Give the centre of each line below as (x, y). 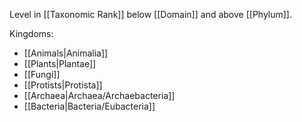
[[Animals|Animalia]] (66, 53)
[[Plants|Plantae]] (60, 63)
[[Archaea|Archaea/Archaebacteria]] (99, 95)
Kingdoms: (31, 33)
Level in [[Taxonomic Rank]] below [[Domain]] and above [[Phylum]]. (151, 14)
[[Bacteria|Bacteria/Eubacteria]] (89, 106)
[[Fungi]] (42, 74)
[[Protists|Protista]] (63, 85)
